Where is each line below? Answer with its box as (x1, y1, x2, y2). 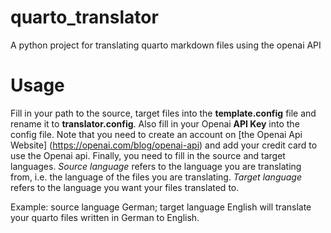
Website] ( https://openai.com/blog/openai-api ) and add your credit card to (10, 139, 318, 151)
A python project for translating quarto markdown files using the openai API (10, 39, 322, 51)
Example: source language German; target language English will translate (10, 201, 312, 213)
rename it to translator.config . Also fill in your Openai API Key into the (10, 117, 300, 130)
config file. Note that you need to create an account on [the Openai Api (10, 128, 303, 140)
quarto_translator (10, 6, 159, 29)
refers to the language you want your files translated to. (10, 181, 240, 193)
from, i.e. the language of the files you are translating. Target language (10, 171, 303, 183)
